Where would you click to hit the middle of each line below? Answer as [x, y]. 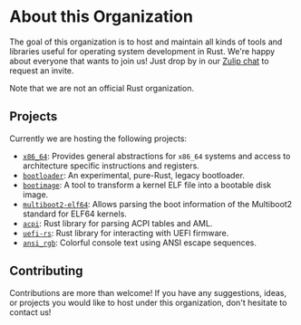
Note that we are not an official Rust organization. [102, 88]
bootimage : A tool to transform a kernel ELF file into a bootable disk [147, 185]
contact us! [30, 312]
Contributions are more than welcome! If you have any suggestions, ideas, [148, 292]
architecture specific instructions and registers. [111, 166]
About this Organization [101, 17]
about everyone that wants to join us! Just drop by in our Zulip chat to [139, 61]
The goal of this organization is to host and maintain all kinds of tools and [146, 42]
